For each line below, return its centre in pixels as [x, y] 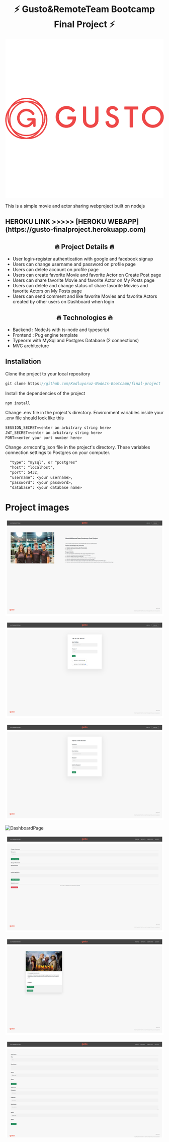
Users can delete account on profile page [56, 270]
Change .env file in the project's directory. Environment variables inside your [84, 412]
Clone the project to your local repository [48, 373]
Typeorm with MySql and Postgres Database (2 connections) [76, 340]
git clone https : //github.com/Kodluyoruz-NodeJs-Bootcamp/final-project [83, 384]
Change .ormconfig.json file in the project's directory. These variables [78, 447]
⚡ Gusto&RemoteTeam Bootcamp [84, 9]
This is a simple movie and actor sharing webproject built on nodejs [75, 206]
